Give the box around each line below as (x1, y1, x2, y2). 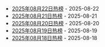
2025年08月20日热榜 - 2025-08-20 (11, 20, 100, 26)
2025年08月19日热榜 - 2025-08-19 (11, 27, 98, 34)
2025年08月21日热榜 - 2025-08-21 (11, 12, 97, 19)
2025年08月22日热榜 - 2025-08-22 (11, 5, 100, 12)
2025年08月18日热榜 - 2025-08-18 (11, 35, 98, 41)
